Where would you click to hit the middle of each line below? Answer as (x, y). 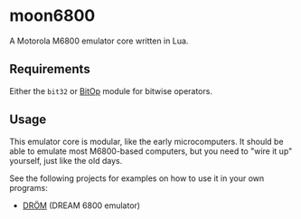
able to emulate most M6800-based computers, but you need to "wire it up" (151, 151)
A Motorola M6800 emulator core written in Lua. (99, 41)
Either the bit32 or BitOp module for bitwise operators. (111, 90)
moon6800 (52, 16)
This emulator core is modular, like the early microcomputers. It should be (146, 141)
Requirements (50, 69)
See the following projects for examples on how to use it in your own (137, 178)
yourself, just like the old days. (66, 160)
